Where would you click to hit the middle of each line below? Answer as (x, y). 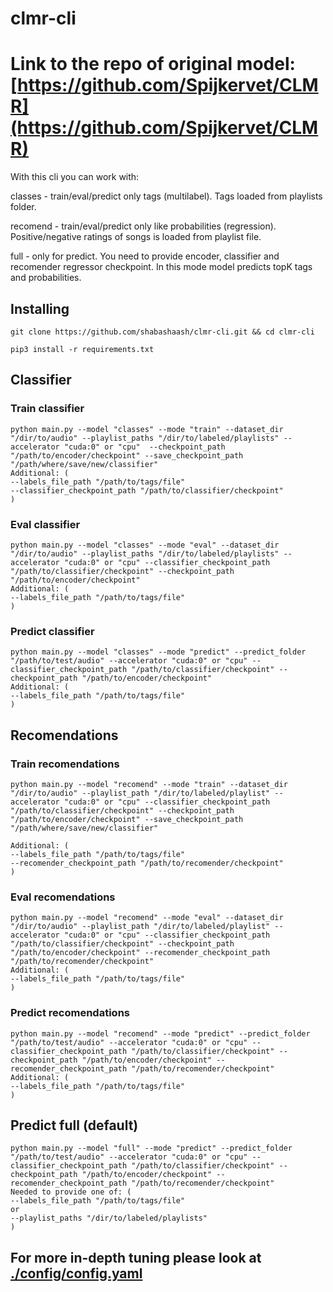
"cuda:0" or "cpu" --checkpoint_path (144, 447)
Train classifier (47, 409)
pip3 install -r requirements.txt (82, 349)
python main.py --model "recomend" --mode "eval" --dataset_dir (147, 918)
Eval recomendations (63, 897)
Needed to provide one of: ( (71, 1192)
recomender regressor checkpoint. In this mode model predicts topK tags (161, 267)
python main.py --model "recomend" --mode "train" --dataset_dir (149, 784)
